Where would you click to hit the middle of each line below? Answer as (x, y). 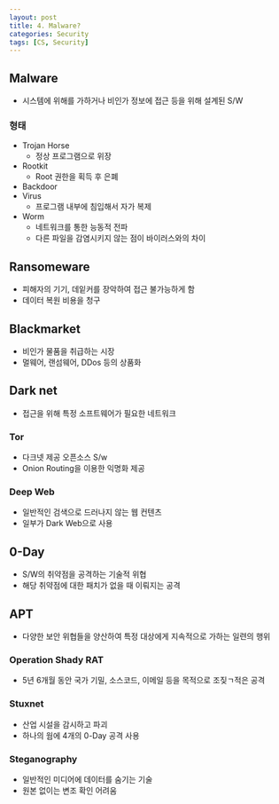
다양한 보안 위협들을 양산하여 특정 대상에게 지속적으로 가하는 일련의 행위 (146, 636)
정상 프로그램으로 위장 (74, 156)
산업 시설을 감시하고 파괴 (65, 724)
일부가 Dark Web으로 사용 (67, 524)
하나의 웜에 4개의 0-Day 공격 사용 (81, 735)
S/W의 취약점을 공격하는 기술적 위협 (84, 574)
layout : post (33, 17)
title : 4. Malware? (45, 26)
